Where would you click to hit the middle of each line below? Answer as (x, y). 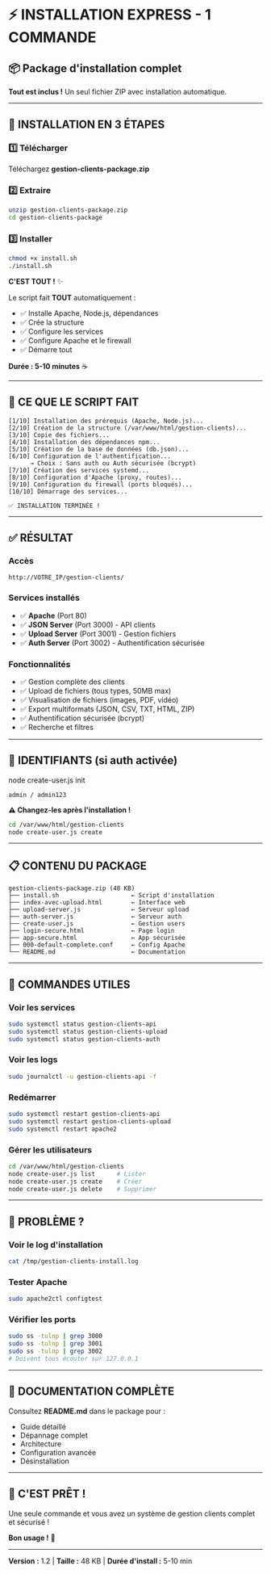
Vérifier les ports (42, 1320)
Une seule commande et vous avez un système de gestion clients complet (132, 1513)
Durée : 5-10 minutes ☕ (48, 366)
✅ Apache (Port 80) (53, 615)
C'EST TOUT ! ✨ (36, 281)
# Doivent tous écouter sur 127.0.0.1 (73, 1359)
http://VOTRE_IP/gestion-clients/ (67, 577)
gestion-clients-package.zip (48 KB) (72, 888)
